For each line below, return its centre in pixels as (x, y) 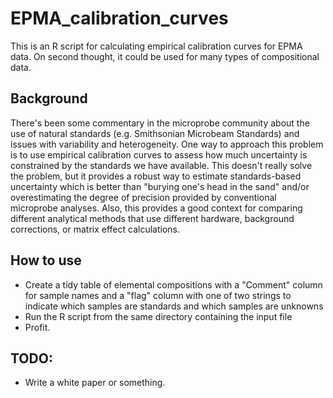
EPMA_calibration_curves (119, 18)
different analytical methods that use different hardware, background (152, 218)
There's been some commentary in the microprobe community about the (160, 123)
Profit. (37, 327)
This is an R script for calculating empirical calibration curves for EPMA (156, 46)
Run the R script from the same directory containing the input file (158, 316)
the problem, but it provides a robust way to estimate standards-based (156, 176)
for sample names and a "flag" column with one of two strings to (158, 295)
